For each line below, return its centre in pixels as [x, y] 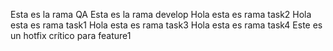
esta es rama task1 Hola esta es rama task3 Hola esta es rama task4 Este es [166, 25]
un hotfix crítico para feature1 [71, 35]
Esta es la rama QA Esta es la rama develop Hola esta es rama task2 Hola [161, 14]
